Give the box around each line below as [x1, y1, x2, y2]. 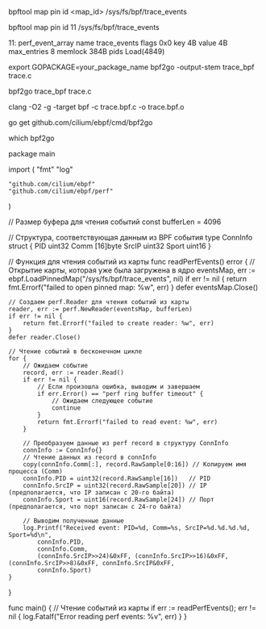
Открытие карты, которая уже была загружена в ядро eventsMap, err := [8, 265, 256, 275]
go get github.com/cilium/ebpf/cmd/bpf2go [8, 118, 153, 127]
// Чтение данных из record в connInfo [23, 453, 157, 461]
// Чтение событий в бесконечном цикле [8, 348, 143, 356]
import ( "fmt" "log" [8, 165, 74, 174]
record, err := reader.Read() [23, 369, 125, 377]
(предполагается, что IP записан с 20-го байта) [8, 489, 175, 497]
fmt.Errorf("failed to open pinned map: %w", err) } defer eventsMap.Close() [8, 282, 259, 292]
